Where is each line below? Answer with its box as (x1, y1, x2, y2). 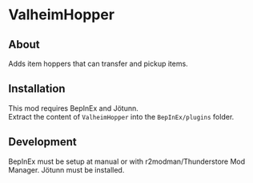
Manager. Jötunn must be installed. (8, 165, 125, 174)
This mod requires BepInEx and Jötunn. (8, 103, 139, 113)
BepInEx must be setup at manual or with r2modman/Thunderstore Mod (8, 157, 246, 166)
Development (8, 135, 78, 149)
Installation (8, 82, 66, 96)
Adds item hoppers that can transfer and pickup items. (8, 59, 188, 68)
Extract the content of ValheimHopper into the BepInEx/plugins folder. (8, 112, 235, 121)
